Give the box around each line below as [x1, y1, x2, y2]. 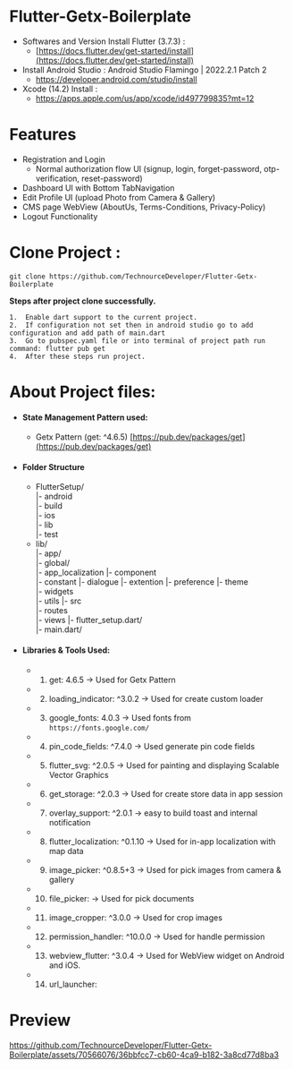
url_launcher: [48, 979, 97, 989]
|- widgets [35, 586, 74, 597]
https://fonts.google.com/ [48, 723, 150, 732]
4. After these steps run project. [9, 352, 146, 361]
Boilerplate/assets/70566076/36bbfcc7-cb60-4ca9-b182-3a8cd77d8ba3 [9, 1049, 280, 1060]
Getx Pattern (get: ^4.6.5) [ [35, 432, 134, 442]
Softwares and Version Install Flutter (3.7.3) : [21, 36, 186, 47]
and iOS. [48, 960, 81, 971]
